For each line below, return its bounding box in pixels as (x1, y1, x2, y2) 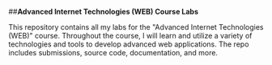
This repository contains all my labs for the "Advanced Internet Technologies (8, 22, 264, 31)
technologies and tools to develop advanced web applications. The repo (8, 39, 249, 49)
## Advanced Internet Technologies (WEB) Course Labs (8, 7, 199, 16)
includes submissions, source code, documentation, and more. (8, 48, 219, 57)
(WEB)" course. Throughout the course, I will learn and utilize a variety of (8, 31, 253, 40)
